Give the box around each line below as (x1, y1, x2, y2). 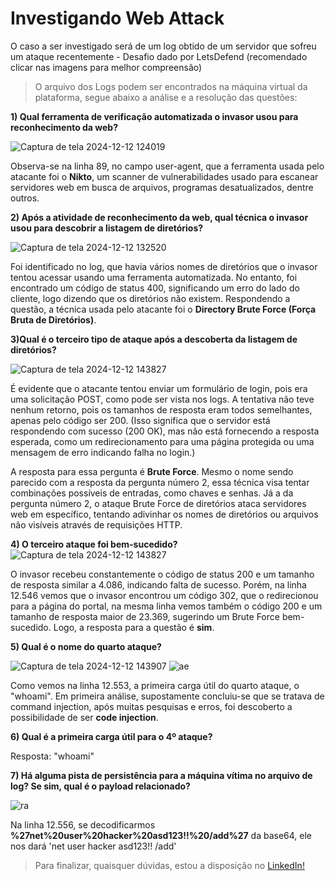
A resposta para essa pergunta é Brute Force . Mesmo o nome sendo (10, 465, 294, 477)
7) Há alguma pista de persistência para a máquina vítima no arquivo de (10, 769, 313, 781)
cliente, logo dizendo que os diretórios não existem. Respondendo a (10, 292, 291, 304)
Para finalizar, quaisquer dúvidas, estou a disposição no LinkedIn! (34, 859, 305, 871)
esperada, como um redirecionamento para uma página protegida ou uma (10, 435, 315, 447)
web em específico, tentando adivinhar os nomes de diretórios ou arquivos (10, 508, 319, 520)
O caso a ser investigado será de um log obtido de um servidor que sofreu (10, 40, 317, 52)
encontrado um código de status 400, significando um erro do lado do (10, 282, 300, 294)
